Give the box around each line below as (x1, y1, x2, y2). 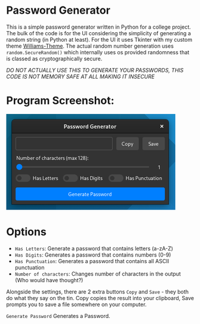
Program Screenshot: (6, 94, 115, 107)
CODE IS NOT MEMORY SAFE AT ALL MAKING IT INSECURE (6, 73, 155, 80)
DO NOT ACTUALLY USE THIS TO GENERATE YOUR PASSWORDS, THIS (6, 66, 184, 73)
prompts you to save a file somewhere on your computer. (6, 301, 147, 308)
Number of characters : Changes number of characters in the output (14, 270, 181, 277)
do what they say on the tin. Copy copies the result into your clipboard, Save (6, 294, 194, 301)
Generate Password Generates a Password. (6, 312, 110, 319)
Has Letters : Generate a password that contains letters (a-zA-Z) (14, 245, 173, 252)
